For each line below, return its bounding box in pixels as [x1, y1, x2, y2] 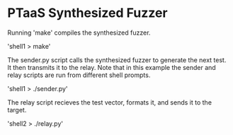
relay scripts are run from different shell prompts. [7, 71, 151, 79]
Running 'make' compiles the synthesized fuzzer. [7, 28, 151, 37]
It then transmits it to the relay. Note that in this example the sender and [7, 63, 216, 71]
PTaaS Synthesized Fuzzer [7, 5, 168, 21]
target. [7, 105, 27, 114]
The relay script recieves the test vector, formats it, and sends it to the [7, 98, 212, 107]
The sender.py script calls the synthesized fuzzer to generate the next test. [7, 55, 227, 64]
